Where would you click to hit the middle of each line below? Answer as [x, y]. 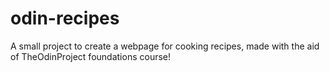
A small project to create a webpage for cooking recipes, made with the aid [165, 46]
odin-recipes [65, 18]
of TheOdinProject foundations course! [91, 56]
